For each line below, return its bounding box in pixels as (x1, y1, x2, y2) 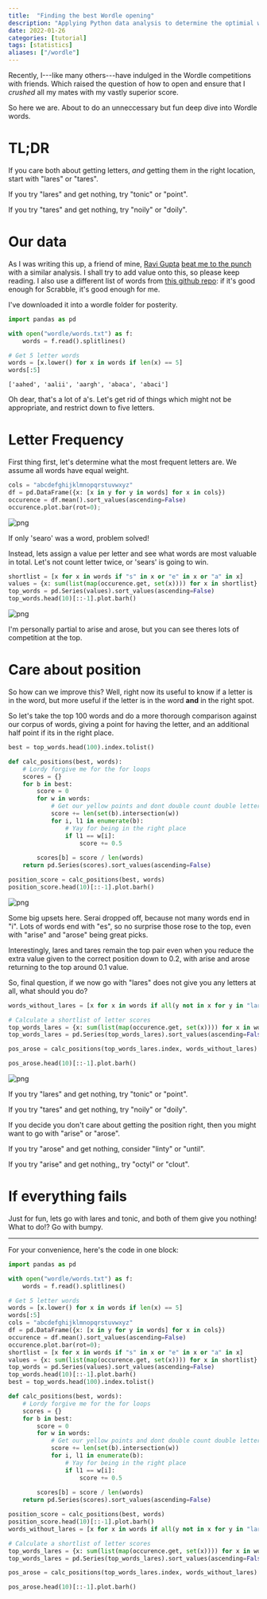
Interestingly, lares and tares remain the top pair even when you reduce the (8, 945, 254, 955)
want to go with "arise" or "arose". (8, 1128, 121, 1138)
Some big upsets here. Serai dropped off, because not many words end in (8, 913, 250, 922)
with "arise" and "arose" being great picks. (8, 929, 149, 940)
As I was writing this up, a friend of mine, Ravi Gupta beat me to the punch (8, 259, 252, 268)
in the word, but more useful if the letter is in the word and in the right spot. (8, 696, 254, 705)
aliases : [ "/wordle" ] (8, 49, 80, 57)
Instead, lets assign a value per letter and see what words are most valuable (8, 549, 257, 558)
